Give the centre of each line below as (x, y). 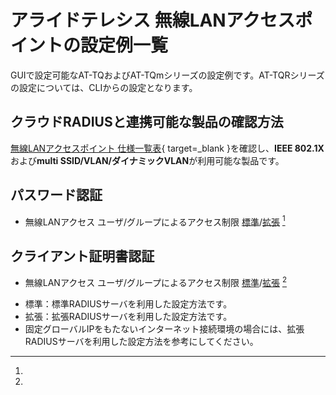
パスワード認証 (56, 195)
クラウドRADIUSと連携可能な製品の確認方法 (147, 122)
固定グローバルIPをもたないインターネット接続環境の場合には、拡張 (164, 328)
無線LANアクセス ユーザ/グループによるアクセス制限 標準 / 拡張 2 (155, 281)
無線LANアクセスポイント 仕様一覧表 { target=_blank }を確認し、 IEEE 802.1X (167, 148)
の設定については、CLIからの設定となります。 (104, 87)
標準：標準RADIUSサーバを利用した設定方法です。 (128, 303)
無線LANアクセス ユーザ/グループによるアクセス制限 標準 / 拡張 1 (155, 221)
